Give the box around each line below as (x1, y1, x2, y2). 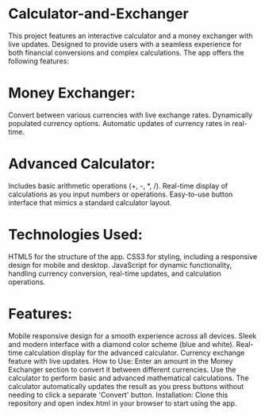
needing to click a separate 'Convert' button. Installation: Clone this (8, 390, 229, 399)
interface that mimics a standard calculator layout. (8, 197, 172, 207)
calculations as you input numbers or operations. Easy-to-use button (8, 189, 233, 199)
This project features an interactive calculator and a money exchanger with (8, 31, 253, 40)
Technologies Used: (8, 226, 143, 243)
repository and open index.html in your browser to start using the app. (8, 398, 237, 408)
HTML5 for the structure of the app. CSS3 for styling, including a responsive (8, 251, 258, 261)
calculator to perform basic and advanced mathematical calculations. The (8, 373, 249, 383)
